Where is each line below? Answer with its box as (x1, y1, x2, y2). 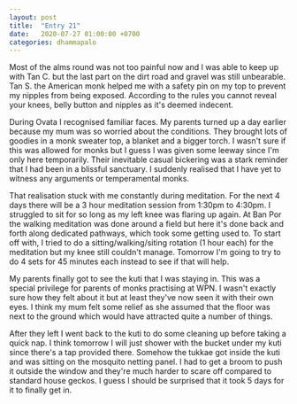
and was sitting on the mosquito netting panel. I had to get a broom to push (9, 356, 283, 368)
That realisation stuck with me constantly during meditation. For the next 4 (9, 190, 280, 201)
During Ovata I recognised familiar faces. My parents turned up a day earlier (9, 117, 287, 128)
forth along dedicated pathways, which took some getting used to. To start (9, 228, 281, 239)
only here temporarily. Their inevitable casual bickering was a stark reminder (9, 154, 288, 165)
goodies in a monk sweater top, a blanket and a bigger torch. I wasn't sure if (9, 136, 286, 146)
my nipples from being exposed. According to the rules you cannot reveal (9, 90, 277, 101)
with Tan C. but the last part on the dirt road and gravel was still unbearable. (9, 72, 286, 82)
